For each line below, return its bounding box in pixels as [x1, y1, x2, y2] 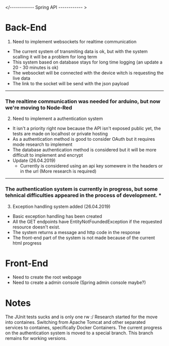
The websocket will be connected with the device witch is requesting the [12, 70, 164, 76]
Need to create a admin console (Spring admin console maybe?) [12, 279, 146, 285]
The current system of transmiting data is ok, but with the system [12, 48, 148, 54]
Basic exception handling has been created [12, 213, 102, 219]
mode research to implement [12, 141, 72, 148]
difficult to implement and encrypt [12, 152, 83, 158]
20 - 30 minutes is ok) [12, 64, 59, 70]
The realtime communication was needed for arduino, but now [5, 98, 161, 105]
